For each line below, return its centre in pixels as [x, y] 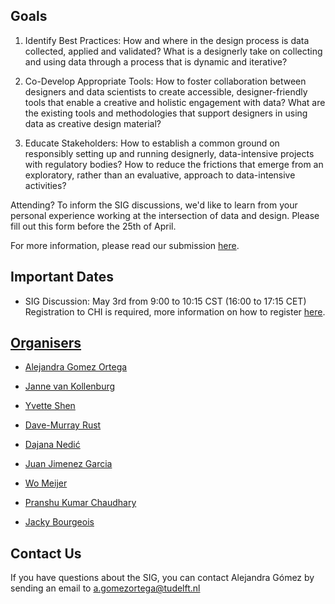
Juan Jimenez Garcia [68, 464]
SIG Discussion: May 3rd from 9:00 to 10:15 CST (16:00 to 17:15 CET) [165, 301]
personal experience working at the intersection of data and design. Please [165, 215]
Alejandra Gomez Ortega [76, 367]
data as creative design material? [93, 123]
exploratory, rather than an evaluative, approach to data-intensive [160, 175]
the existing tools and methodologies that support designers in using [166, 113]
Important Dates [62, 277]
